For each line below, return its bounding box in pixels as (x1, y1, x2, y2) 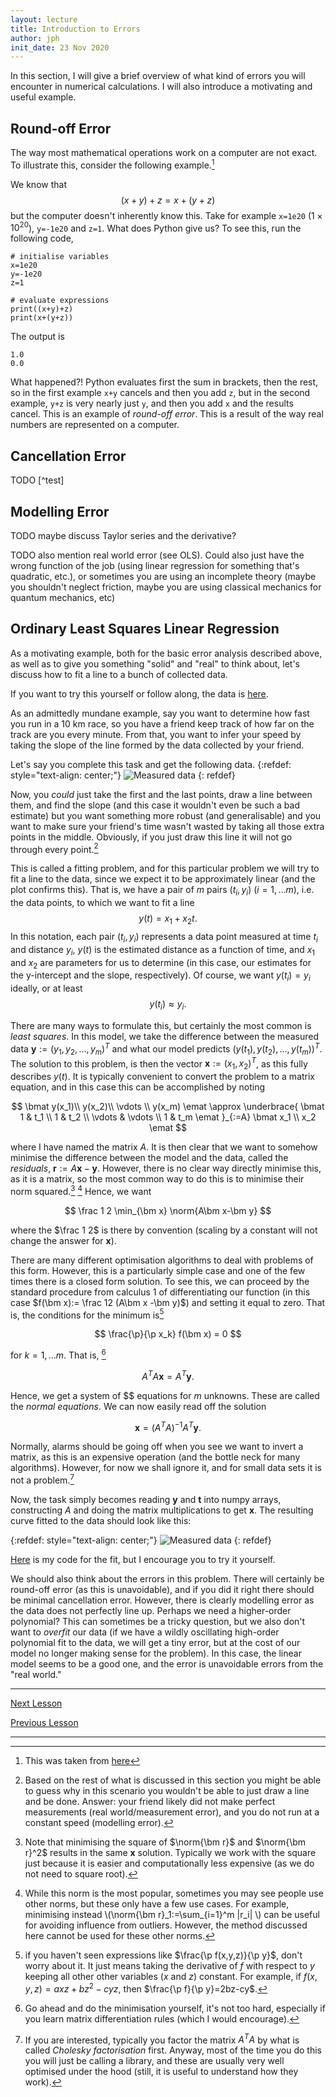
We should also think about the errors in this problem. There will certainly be (10, 1572, 325, 1585)
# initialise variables (10, 252, 110, 262)
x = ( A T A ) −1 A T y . (134, 1419, 202, 1433)
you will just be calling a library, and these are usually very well (24, 2055, 285, 2067)
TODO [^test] (10, 474, 65, 486)
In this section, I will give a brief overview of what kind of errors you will (10, 70, 306, 82)
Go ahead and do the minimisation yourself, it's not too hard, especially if (24, 2002, 326, 2014)
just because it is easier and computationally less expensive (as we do (24, 1857, 315, 1869)
